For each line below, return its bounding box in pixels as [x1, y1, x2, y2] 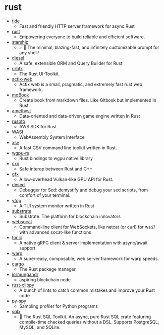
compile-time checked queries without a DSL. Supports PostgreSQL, [19, 319, 160, 325]
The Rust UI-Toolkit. [19, 71, 60, 77]
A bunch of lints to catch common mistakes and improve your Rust [19, 287, 155, 293]
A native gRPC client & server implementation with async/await [19, 240, 148, 246]
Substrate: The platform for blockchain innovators [19, 213, 121, 219]
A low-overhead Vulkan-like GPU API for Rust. [19, 176, 113, 182]
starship [11, 39, 29, 45]
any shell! [19, 49, 39, 56]
